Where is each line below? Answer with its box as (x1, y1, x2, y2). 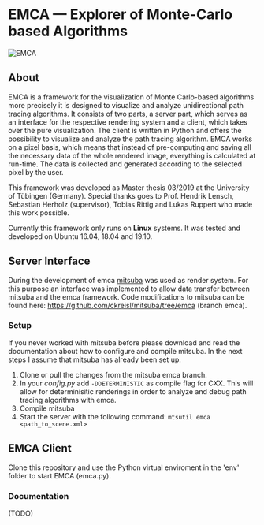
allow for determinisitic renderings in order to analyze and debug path (19, 386, 247, 396)
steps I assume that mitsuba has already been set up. (8, 355, 181, 364)
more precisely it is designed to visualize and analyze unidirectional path (8, 100, 244, 110)
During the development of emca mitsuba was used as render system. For (8, 275, 249, 285)
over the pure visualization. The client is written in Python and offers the (8, 125, 242, 135)
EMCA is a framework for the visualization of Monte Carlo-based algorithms (8, 92, 255, 102)
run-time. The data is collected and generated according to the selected (8, 159, 243, 169)
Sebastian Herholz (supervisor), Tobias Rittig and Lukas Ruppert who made (8, 199, 253, 209)
